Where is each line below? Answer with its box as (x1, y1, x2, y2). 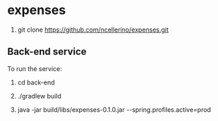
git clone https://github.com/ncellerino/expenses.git (17, 25, 169, 34)
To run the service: (7, 64, 62, 72)
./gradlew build (17, 91, 62, 100)
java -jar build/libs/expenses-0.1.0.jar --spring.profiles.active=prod (17, 105, 212, 114)
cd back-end (17, 78, 55, 87)
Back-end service (7, 46, 87, 58)
